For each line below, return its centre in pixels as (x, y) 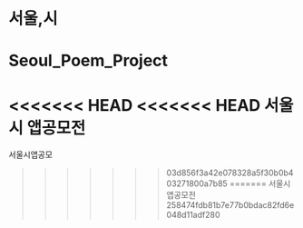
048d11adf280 (193, 215)
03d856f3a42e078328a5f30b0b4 (230, 173)
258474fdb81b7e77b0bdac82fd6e (230, 205)
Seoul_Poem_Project (88, 61)
